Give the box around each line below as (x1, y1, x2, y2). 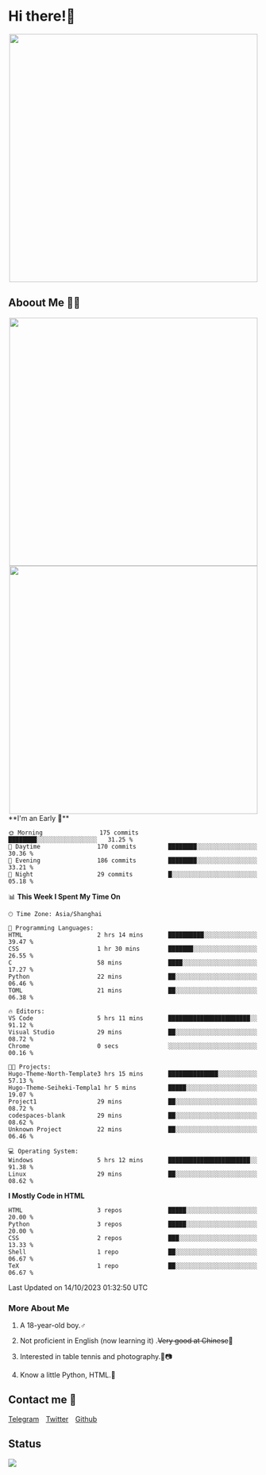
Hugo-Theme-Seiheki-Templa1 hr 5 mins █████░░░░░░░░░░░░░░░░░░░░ (8, 1084, 258, 1092)
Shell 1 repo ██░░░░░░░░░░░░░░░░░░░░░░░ (8, 1248, 258, 1256)
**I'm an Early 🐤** (8, 813, 70, 822)
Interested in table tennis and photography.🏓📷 (19, 1352, 173, 1361)
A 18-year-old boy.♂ (19, 1321, 86, 1331)
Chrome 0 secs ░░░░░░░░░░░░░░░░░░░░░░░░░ (8, 1042, 258, 1050)
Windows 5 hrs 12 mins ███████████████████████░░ (8, 1156, 258, 1164)
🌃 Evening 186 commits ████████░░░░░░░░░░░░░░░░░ (8, 857, 258, 865)
